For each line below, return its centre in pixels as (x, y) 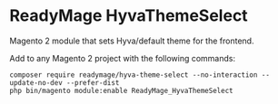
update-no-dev (36, 82)
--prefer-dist (93, 82)
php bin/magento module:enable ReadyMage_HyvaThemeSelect (121, 90)
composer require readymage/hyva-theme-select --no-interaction (134, 75)
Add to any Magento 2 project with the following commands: (123, 58)
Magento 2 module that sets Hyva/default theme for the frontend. (132, 41)
